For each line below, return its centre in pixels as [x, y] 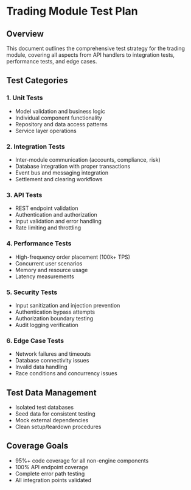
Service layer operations [46, 131]
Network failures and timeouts [53, 354]
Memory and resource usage [51, 270]
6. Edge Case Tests [35, 340]
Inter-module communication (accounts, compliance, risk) [88, 159]
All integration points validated [53, 480]
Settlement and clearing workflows [59, 179]
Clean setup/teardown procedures [58, 427]
